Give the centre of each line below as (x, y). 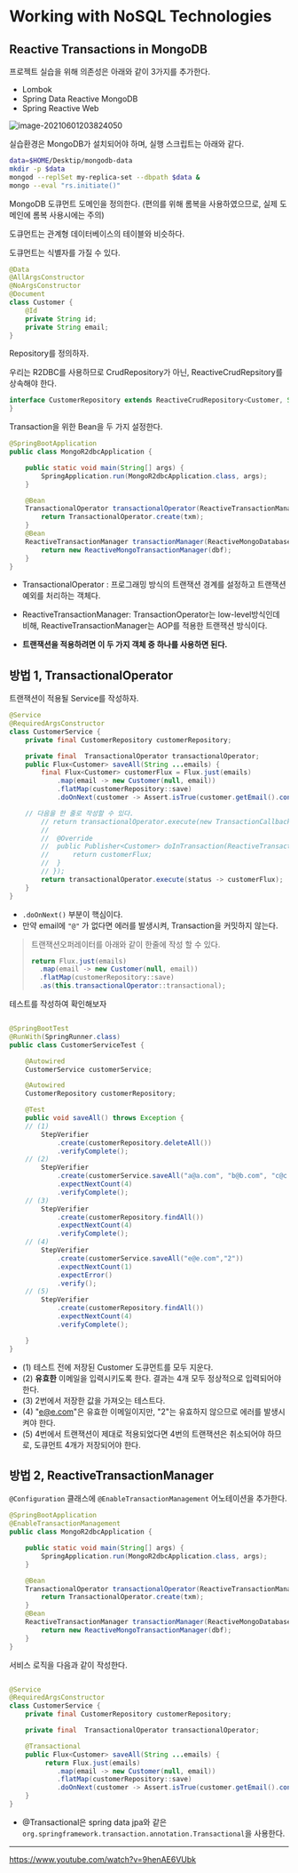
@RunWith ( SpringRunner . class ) (65, 1037)
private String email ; (67, 327)
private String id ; (61, 319)
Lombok (37, 89)
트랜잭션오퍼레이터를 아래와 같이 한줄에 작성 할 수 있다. (125, 944)
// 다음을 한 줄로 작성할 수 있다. (80, 813)
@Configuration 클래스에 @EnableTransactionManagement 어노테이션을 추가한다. (148, 1499)
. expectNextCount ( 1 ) (94, 1267)
